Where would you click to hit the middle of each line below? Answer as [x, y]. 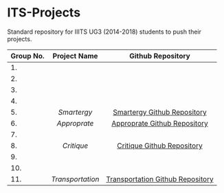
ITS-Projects [44, 13]
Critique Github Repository [159, 146]
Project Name [75, 56]
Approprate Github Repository [159, 123]
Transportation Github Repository [160, 179]
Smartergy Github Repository [160, 112]
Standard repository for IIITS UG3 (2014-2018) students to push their [104, 32]
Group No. [27, 56]
